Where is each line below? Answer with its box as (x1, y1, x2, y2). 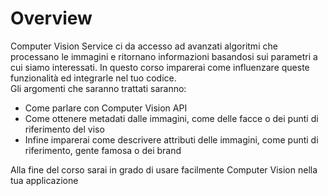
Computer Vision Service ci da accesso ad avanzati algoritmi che (10, 40, 278, 52)
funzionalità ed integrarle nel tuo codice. (10, 72, 177, 84)
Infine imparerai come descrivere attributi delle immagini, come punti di (24, 133, 319, 146)
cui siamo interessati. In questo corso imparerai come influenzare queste (10, 61, 310, 73)
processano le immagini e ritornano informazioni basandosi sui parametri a (10, 50, 318, 62)
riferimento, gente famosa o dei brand (24, 144, 182, 156)
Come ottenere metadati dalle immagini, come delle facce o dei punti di (24, 112, 319, 124)
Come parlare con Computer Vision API (24, 102, 188, 114)
